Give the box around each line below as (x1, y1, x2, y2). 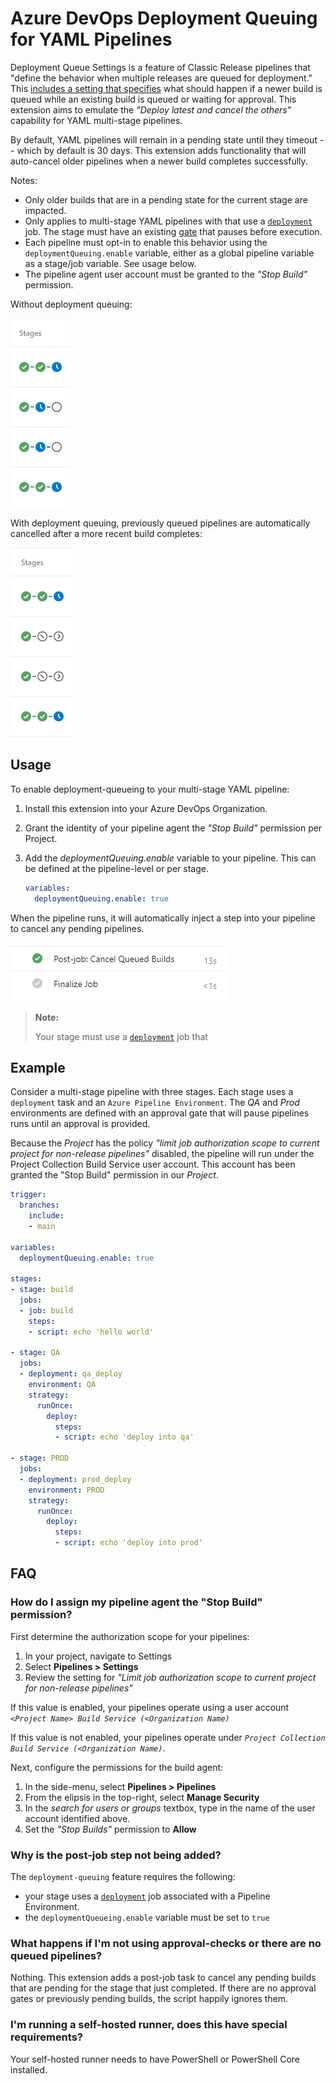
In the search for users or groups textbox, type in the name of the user (24, 1802, 316, 1814)
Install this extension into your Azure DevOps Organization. (24, 802, 268, 814)
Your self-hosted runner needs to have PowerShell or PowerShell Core (10, 2053, 301, 2065)
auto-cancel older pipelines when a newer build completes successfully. (10, 155, 308, 167)
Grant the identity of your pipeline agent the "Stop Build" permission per (24, 822, 323, 834)
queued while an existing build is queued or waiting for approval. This (10, 93, 297, 105)
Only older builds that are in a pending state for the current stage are (24, 193, 308, 206)
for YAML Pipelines (10, 28, 173, 51)
